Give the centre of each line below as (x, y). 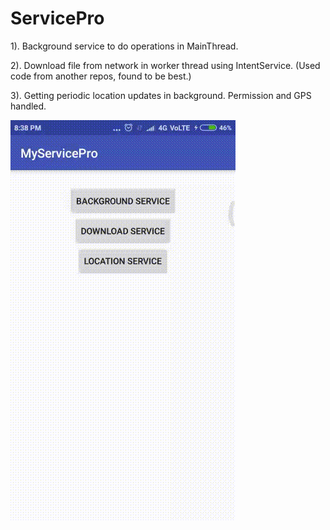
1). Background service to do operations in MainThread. (124, 46)
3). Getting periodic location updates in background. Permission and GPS (161, 95)
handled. (28, 106)
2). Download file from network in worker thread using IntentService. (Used (165, 65)
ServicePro (57, 18)
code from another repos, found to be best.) (101, 76)
